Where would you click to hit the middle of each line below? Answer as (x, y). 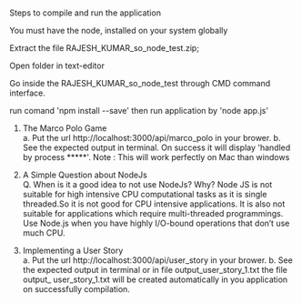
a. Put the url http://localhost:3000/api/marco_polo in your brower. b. (151, 138)
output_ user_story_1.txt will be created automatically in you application (155, 279)
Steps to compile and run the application (86, 13)
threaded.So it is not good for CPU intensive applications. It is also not (154, 204)
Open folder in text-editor (57, 66)
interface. (27, 93)
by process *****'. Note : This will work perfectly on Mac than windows (156, 157)
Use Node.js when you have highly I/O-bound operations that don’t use (156, 223)
